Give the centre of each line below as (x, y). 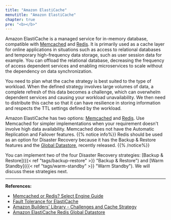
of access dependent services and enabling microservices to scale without (84, 66)
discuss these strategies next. (37, 172)
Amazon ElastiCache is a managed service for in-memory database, (77, 39)
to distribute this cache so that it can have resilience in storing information (83, 103)
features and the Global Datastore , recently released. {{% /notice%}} (78, 145)
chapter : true (20, 19)
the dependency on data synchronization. (49, 71)
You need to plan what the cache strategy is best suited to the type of (78, 81)
